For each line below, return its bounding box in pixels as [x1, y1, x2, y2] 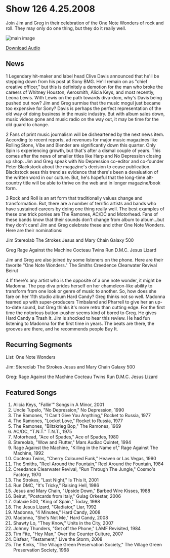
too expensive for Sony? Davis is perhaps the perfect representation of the [6, 105, 161, 111]
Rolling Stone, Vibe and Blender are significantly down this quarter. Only [6, 142, 156, 148]
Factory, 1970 [13, 472, 41, 478]
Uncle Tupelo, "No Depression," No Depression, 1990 [13, 407, 124, 413]
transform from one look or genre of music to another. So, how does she [6, 288, 157, 294]
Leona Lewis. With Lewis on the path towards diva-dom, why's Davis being [6, 94, 162, 100]
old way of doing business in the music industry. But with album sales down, [6, 110, 165, 117]
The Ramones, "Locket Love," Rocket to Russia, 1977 [13, 418, 123, 424]
